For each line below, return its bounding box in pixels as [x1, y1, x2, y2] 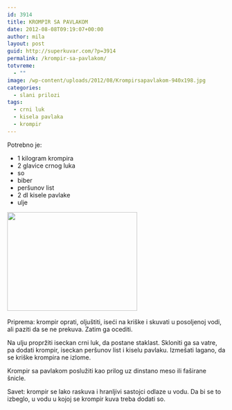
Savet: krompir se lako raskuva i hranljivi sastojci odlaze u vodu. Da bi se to [7, 387, 222, 395]
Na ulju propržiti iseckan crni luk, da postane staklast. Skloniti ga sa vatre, [7, 338, 218, 346]
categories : [7, 84, 42, 91]
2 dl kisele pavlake [17, 190, 71, 199]
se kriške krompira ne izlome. [7, 353, 91, 362]
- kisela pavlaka [13, 114, 64, 121]
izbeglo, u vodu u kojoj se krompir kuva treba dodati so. [7, 395, 166, 403]
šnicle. [7, 374, 26, 382]
